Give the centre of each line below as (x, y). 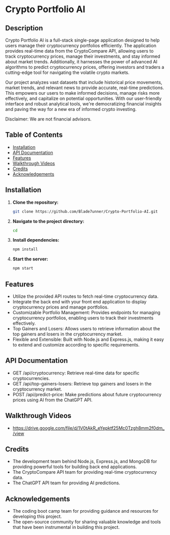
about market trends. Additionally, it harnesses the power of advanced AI (81, 62)
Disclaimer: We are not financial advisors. (49, 119)
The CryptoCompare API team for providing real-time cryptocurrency (84, 472)
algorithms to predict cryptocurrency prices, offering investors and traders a (85, 67)
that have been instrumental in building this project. (66, 527)
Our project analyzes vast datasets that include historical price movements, (84, 82)
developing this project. (37, 517)
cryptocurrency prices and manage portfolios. (60, 307)
